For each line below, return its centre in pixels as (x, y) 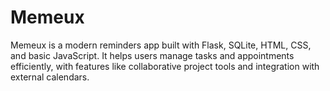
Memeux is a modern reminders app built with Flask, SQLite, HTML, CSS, (161, 45)
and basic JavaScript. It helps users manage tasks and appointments (152, 55)
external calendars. (50, 77)
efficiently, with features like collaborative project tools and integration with (165, 66)
